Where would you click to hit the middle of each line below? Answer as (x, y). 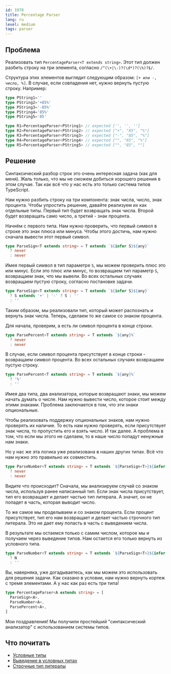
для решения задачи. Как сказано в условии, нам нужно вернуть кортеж (85, 578)
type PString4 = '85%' (27, 112)
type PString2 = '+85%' (28, 102)
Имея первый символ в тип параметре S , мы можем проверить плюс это (86, 265)
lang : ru (15, 19)
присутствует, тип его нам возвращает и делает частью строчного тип (83, 517)
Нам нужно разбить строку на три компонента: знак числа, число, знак (84, 200)
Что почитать (28, 643)
